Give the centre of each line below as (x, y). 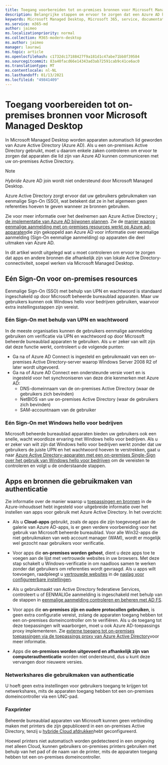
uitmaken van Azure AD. (30, 243)
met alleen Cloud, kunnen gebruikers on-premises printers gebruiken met (81, 746)
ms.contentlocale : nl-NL (31, 71)
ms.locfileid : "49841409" (32, 80)
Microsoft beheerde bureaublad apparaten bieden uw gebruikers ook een (81, 434)
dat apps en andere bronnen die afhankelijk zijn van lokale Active (72, 258)
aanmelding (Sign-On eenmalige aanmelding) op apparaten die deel (75, 237)
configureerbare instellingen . (42, 579)
